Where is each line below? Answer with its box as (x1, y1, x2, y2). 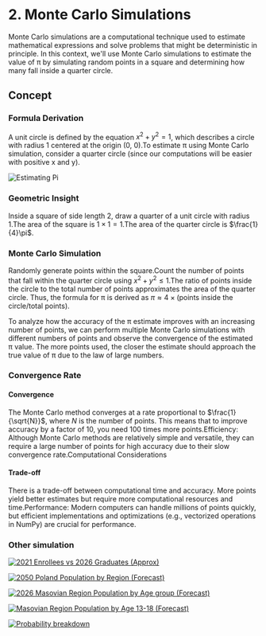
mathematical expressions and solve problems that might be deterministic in (8, 40, 258, 49)
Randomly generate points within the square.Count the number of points (8, 265, 245, 275)
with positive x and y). (8, 158, 81, 167)
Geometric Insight (8, 193, 79, 204)
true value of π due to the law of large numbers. (8, 350, 164, 360)
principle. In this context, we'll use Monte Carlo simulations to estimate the (8, 49, 252, 58)
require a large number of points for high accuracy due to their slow (8, 441, 230, 451)
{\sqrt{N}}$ (8, 416, 46, 425)
